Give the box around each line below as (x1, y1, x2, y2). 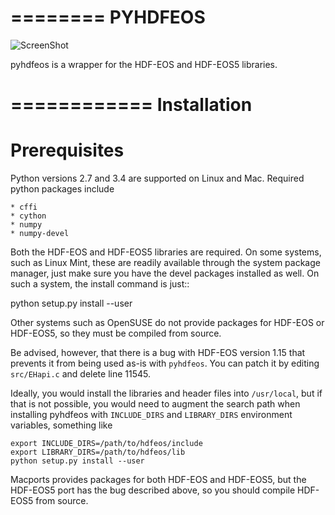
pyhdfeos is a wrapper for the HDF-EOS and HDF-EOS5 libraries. (10, 58, 278, 70)
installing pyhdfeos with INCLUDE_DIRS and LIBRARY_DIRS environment (10, 409, 293, 421)
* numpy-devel (10, 229, 70, 239)
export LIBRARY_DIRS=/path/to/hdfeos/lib (10, 447, 186, 458)
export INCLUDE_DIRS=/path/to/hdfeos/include (10, 439, 203, 449)
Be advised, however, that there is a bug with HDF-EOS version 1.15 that (10, 347, 306, 359)
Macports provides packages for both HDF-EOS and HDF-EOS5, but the (10, 474, 307, 486)
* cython (10, 211, 47, 221)
